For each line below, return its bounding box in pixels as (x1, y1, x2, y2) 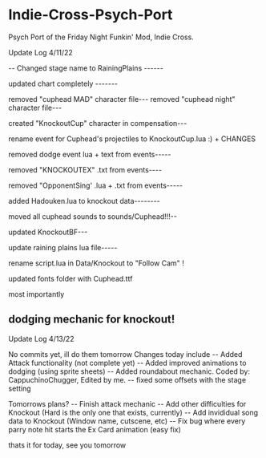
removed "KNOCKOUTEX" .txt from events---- (8, 164, 163, 174)
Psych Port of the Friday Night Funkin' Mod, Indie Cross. (8, 32, 194, 42)
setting (8, 383, 31, 393)
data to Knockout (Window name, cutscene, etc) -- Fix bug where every (8, 415, 246, 426)
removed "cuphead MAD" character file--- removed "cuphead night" (8, 94, 236, 103)
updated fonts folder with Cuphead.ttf (8, 274, 133, 283)
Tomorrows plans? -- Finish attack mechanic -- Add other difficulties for (8, 399, 247, 408)
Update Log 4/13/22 (8, 334, 75, 343)
